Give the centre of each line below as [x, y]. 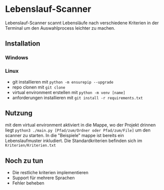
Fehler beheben [28, 183]
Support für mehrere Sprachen [43, 178]
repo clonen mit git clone [39, 87]
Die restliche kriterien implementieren [50, 173]
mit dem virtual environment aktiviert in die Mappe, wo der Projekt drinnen [81, 125]
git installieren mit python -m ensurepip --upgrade [63, 82]
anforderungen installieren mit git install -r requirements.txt [78, 97]
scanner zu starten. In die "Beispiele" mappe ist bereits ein [65, 136]
